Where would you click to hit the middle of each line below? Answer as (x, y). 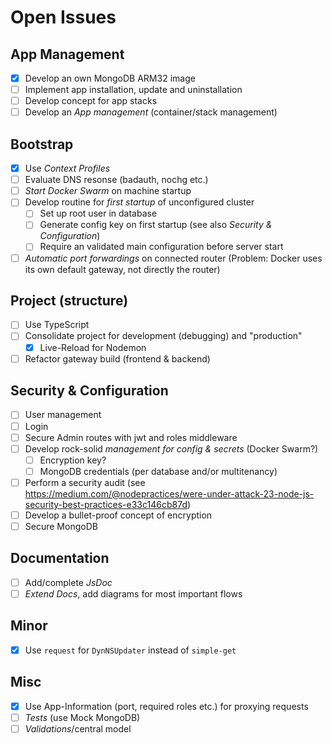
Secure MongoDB (61, 526)
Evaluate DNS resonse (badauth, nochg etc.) (116, 180)
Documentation (60, 558)
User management (63, 415)
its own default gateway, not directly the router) (122, 269)
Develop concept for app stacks (91, 101)
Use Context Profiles (67, 168)
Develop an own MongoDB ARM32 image (110, 78)
